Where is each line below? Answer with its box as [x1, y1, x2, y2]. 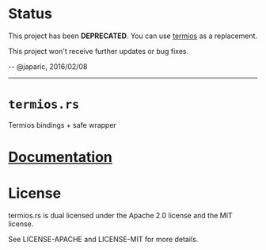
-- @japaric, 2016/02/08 [8, 61, 88, 71]
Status [8, 5, 53, 23]
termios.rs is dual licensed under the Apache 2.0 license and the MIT [8, 211, 233, 220]
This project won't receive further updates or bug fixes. [8, 46, 188, 56]
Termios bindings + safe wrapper [8, 120, 116, 129]
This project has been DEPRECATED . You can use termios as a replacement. [8, 31, 258, 40]
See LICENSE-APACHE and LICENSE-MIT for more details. [8, 235, 199, 244]
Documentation [8, 148, 113, 167]
